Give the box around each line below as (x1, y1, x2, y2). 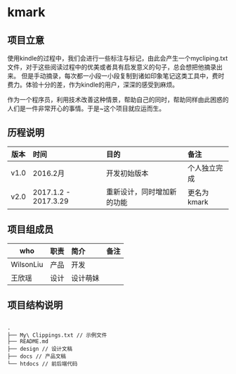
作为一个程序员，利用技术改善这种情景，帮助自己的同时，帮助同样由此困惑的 (7, 96, 229, 104)
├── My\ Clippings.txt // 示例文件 (7, 332, 107, 339)
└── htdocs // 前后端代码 (7, 361, 78, 368)
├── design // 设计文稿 (7, 346, 72, 353)
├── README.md (7, 338, 49, 345)
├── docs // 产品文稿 (7, 353, 67, 360)
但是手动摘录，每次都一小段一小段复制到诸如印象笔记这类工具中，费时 (20, 72, 225, 80)
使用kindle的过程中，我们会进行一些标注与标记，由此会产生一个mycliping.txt (7, 54, 228, 62)
